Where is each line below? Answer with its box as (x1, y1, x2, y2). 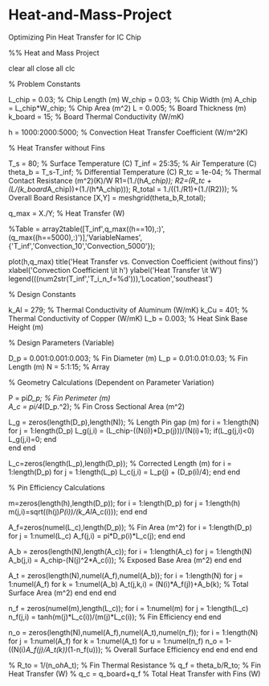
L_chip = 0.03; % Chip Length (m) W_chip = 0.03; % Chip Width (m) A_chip (8, 94, 257, 104)
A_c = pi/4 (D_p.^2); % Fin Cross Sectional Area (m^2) (8, 401, 185, 411)
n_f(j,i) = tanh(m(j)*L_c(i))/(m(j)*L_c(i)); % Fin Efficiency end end (8, 612, 222, 622)
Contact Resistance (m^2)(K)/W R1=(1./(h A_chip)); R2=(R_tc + (8, 176, 212, 185)
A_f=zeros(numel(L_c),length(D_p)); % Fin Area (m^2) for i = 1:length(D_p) (8, 522, 253, 532)
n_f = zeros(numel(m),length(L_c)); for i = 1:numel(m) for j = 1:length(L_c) (8, 603, 249, 613)
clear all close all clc (8, 63, 75, 73)
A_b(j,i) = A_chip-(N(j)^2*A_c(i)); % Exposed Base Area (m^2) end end (8, 555, 243, 564)
